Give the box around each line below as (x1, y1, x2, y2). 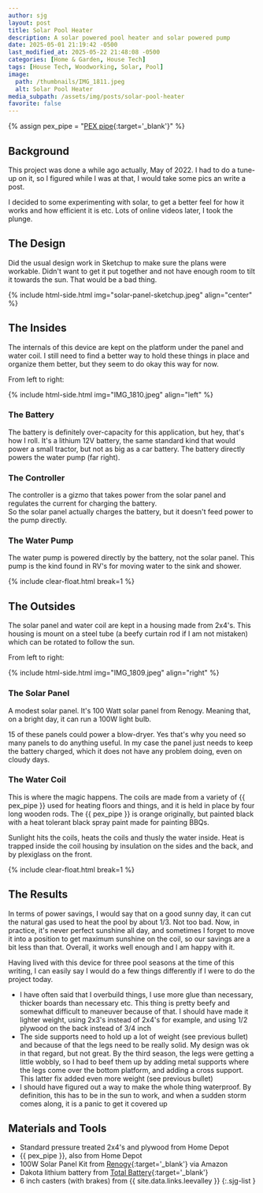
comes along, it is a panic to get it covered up (19, 1099, 168, 1108)
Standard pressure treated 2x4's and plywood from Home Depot (19, 1142, 229, 1152)
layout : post (8, 19, 51, 27)
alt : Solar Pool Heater (15, 85, 93, 93)
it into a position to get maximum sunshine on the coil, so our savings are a (8, 934, 250, 943)
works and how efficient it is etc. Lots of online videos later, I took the (8, 205, 234, 215)
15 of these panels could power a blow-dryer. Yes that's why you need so (8, 729, 246, 739)
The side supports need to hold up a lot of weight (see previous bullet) (19, 1032, 249, 1041)
